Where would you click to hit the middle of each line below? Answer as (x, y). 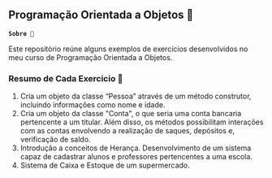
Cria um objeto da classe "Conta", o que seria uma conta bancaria (131, 114)
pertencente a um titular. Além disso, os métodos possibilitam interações (142, 122)
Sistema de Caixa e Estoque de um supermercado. (105, 165)
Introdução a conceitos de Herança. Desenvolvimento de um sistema (136, 148)
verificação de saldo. (55, 140)
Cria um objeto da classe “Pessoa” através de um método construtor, (136, 96)
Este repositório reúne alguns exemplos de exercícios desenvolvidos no (128, 49)
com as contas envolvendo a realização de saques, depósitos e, (127, 131)
